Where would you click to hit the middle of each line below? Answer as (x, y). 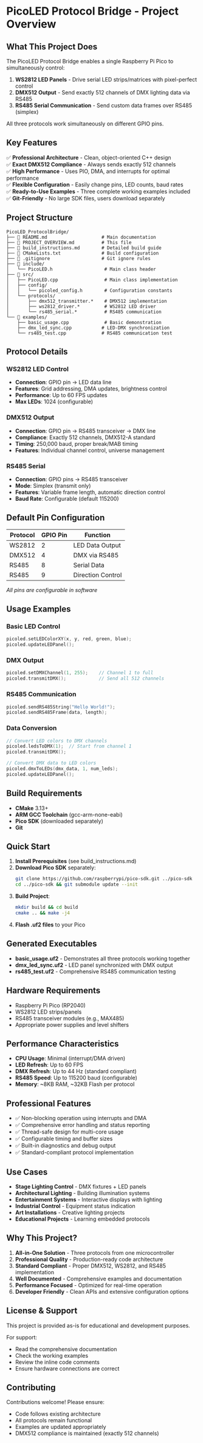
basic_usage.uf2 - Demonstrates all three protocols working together (102, 958)
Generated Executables (52, 944)
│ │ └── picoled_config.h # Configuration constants (89, 291)
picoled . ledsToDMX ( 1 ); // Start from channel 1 (69, 746)
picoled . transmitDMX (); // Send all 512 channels (85, 679)
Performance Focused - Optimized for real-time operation (88, 1285)
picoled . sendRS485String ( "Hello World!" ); (61, 707)
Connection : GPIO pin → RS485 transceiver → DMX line (85, 431)
